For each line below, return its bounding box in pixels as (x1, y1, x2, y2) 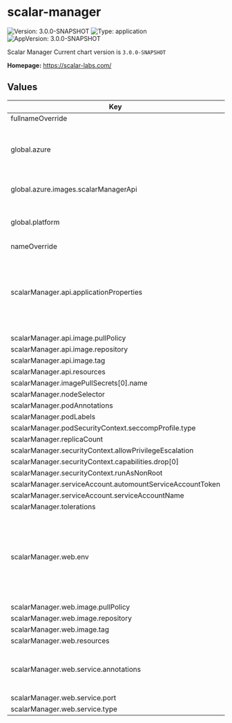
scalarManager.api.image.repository (10, 344, 128, 354)
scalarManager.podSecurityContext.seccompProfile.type (10, 423, 196, 432)
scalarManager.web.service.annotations (10, 664, 142, 674)
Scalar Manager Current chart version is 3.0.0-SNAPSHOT (7, 48, 166, 56)
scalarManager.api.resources (10, 367, 106, 376)
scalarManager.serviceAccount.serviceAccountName (10, 491, 184, 500)
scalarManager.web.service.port (10, 693, 116, 702)
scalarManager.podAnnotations (10, 401, 113, 410)
